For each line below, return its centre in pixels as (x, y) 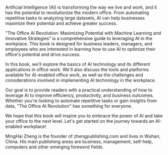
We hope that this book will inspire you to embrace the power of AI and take (84, 116)
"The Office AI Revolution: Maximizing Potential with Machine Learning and (83, 33)
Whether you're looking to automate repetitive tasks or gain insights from (81, 101)
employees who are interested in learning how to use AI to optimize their (80, 49)
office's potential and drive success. (43, 54)
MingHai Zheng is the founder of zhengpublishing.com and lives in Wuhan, (83, 136)
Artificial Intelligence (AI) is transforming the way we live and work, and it (81, 7)
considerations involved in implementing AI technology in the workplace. (81, 80)
